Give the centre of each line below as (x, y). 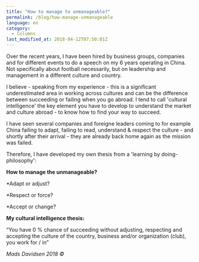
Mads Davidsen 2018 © (35, 254)
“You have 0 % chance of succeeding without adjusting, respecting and (94, 230)
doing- (170, 154)
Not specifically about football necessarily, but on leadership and (86, 69)
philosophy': (21, 160)
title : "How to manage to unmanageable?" (58, 12)
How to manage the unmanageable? (52, 172)
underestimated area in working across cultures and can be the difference (97, 93)
